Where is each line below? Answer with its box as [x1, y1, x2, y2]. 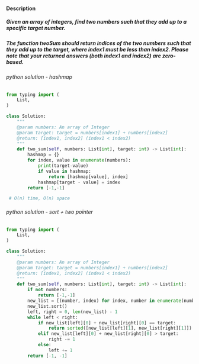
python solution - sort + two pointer [6, 208, 94, 215]
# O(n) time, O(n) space [8, 195, 70, 201]
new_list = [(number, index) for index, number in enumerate [27, 298, 182, 304]
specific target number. [6, 24, 66, 32]
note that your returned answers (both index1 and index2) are [6, 52, 162, 59]
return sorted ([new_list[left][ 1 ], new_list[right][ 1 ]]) [48, 326, 192, 331]
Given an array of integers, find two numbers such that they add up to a [6, 18, 187, 25]
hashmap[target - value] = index [37, 179, 120, 185]
